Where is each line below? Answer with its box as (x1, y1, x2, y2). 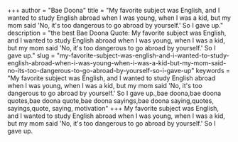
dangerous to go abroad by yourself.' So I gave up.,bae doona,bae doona (7, 89, 222, 97)
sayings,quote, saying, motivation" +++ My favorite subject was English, (7, 104, 219, 112)
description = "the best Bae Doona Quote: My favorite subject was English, (7, 28, 227, 37)
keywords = (195, 67, 231, 75)
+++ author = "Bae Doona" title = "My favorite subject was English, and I (7, 6, 220, 14)
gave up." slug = (7, 51, 55, 60)
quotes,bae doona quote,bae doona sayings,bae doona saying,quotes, (7, 97, 215, 105)
